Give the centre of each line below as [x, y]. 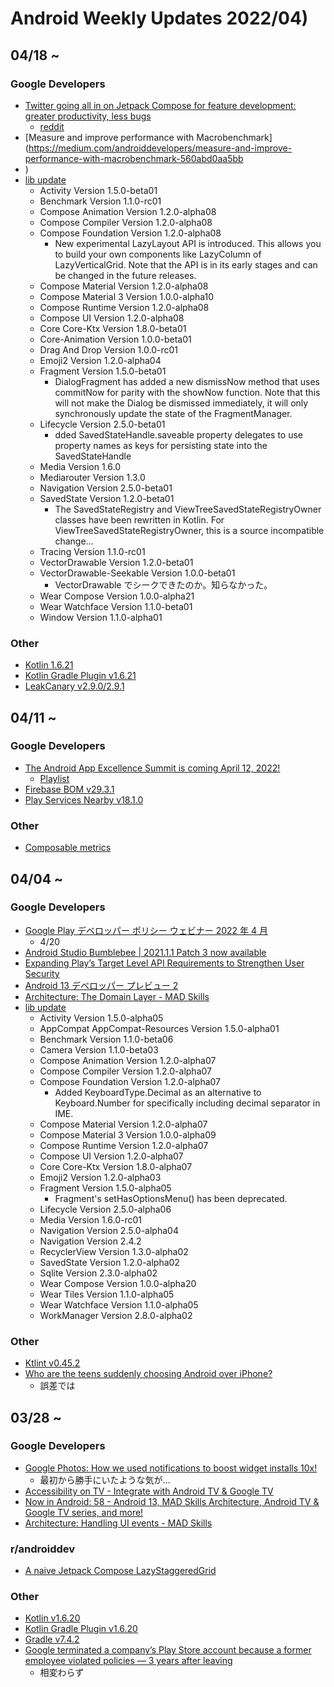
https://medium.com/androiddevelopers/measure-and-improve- [160, 148]
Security [42, 973]
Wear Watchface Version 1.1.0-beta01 [116, 606]
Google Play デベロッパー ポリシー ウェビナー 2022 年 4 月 [146, 930]
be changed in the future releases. [125, 275]
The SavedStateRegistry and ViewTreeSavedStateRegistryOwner [188, 509]
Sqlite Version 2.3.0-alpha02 [98, 1273]
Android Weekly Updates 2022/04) [159, 18]
